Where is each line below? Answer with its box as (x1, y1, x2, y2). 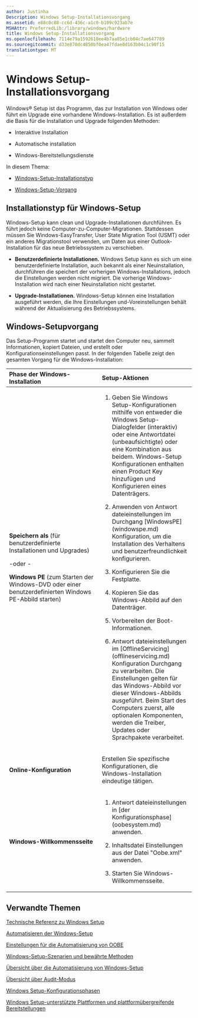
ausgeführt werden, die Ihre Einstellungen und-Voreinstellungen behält (14, 298, 187, 305)
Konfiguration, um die (111, 533, 171, 541)
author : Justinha (6, 8, 49, 15)
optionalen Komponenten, (111, 711, 184, 719)
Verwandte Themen (6, 903, 81, 913)
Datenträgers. (111, 489, 150, 498)
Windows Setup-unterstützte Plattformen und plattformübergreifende (6, 998, 174, 1006)
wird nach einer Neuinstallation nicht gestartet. (42, 280, 156, 287)
